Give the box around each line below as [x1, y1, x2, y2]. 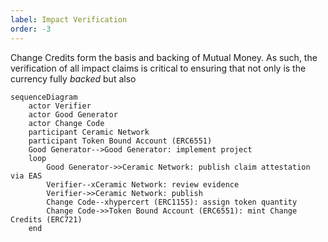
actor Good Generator [28, 109, 118, 120]
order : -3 [10, 24, 52, 34]
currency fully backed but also [10, 72, 137, 85]
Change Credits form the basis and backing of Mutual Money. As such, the [10, 51, 318, 63]
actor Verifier [28, 101, 92, 111]
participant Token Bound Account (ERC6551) [28, 136, 213, 146]
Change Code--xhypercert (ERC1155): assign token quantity [46, 197, 298, 207]
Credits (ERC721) [10, 214, 83, 225]
